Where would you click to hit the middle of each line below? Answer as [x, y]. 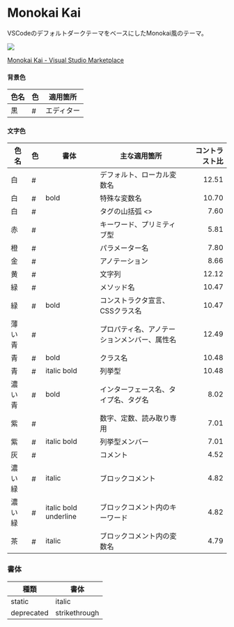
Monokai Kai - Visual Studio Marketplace [65, 60]
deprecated [30, 612]
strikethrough [77, 612]
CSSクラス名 [121, 311]
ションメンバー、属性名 [138, 340]
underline [61, 517]
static [20, 601]
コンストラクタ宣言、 [134, 300]
